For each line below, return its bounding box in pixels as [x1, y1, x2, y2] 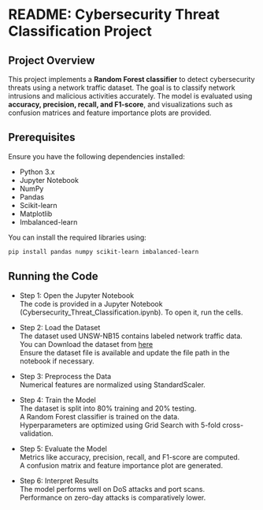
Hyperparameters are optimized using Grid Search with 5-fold [19, 420, 220, 430]
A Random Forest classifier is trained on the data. [19, 411, 180, 421]
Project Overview [8, 54, 95, 67]
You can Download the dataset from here [19, 339, 154, 348]
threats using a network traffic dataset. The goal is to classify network [8, 83, 235, 92]
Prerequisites [8, 131, 76, 144]
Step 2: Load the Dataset [19, 322, 101, 332]
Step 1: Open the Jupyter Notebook [19, 290, 135, 300]
